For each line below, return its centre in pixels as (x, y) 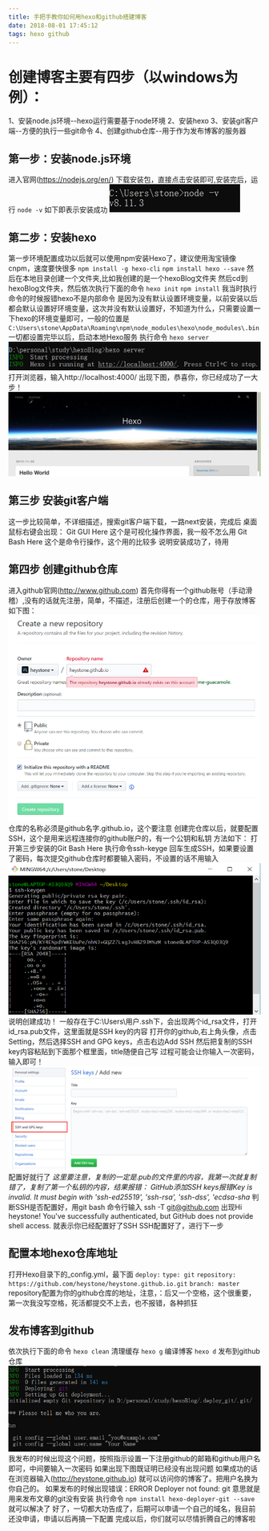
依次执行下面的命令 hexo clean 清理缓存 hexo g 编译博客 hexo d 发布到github (134, 1351)
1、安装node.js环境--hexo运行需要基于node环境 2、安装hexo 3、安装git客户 (133, 121)
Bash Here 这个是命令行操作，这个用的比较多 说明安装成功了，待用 (119, 541)
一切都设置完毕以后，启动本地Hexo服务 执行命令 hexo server (109, 336)
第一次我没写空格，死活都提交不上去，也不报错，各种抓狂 (103, 1303)
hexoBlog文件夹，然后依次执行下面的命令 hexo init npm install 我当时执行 (133, 288)
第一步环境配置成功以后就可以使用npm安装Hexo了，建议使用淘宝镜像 (122, 258)
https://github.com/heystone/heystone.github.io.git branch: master (124, 1284)
